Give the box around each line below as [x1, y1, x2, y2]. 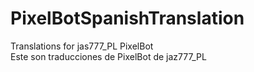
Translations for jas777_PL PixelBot [10, 40, 154, 52]
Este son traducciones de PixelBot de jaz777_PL [10, 50, 207, 62]
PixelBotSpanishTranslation [10, 7, 245, 30]
